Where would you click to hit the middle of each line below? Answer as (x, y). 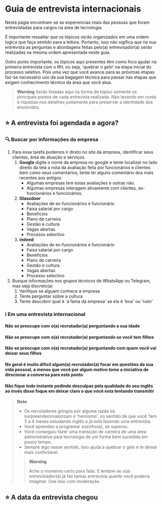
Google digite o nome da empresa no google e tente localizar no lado (88, 162)
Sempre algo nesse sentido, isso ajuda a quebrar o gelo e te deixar (91, 447)
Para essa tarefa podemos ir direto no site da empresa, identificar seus (83, 152)
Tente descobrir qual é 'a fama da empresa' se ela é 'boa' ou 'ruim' (86, 301)
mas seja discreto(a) (32, 286)
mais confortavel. (41, 452)
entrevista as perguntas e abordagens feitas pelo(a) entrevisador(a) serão (79, 47)
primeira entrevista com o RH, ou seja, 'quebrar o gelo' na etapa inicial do (78, 67)
